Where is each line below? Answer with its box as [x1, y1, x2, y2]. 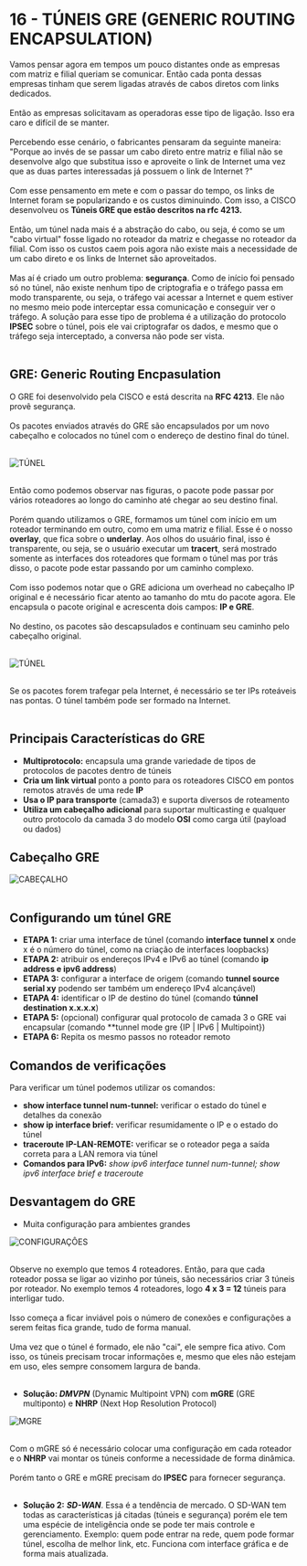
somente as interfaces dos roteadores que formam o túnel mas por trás [9, 553, 279, 564]
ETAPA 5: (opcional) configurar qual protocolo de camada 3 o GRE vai [22, 1012, 287, 1023]
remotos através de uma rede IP [22, 784, 144, 795]
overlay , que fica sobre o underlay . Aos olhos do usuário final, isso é [9, 533, 271, 544]
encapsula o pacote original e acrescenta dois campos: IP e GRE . [9, 601, 255, 612]
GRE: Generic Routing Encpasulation [9, 366, 221, 383]
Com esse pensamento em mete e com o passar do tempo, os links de [9, 185, 275, 196]
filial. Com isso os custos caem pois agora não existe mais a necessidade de [9, 243, 298, 254]
